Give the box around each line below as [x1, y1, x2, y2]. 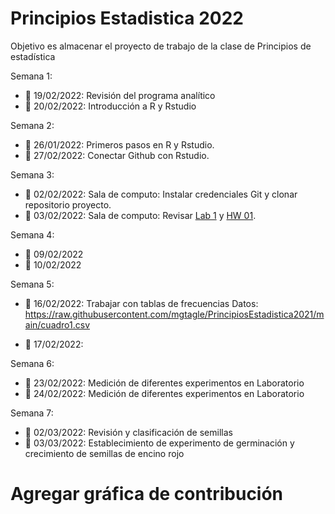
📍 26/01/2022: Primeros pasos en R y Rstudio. [24, 138, 215, 151]
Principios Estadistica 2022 [10, 7, 244, 30]
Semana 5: [10, 278, 55, 290]
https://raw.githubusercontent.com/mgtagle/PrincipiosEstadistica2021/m [24, 308, 325, 320]
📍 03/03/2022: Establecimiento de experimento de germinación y [24, 437, 295, 449]
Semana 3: [10, 168, 55, 181]
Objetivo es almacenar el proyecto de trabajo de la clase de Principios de [10, 40, 312, 52]
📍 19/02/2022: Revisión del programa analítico [24, 89, 216, 101]
